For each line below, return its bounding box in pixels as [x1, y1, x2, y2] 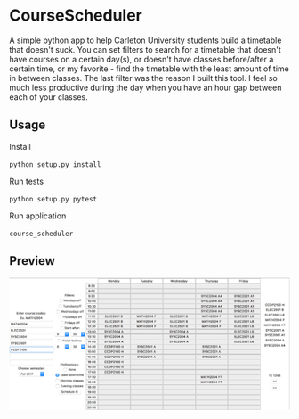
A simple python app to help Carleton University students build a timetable [9, 35, 282, 45]
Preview [9, 253, 56, 268]
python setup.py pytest [9, 194, 98, 203]
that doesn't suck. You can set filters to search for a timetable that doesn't [9, 44, 282, 54]
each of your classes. [9, 91, 88, 103]
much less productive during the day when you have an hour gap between [9, 82, 282, 93]
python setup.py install [9, 160, 101, 169]
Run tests [9, 176, 44, 186]
